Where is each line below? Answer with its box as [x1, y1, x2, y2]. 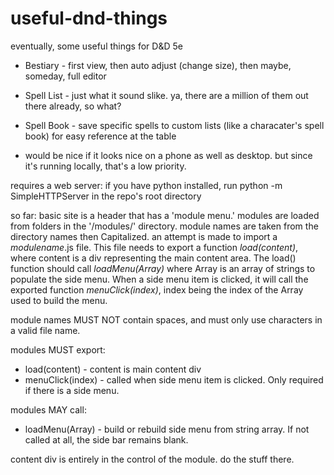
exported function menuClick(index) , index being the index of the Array [10, 283, 304, 296]
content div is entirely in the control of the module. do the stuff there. [10, 453, 295, 465]
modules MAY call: [10, 403, 87, 416]
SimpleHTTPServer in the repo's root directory [10, 190, 202, 202]
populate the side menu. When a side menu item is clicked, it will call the [10, 273, 309, 285]
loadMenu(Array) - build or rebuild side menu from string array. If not [24, 423, 310, 435]
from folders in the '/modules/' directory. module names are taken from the [10, 220, 319, 232]
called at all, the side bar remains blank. [24, 433, 189, 446]
